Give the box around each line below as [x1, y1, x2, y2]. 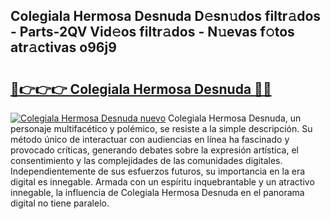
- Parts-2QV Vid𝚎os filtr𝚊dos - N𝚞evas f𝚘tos [10, 24, 295, 41]
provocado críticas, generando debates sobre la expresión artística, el [10, 144, 300, 156]
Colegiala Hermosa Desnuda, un [168, 112, 302, 124]
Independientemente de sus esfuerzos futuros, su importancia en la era [10, 165, 306, 177]
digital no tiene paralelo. [10, 197, 110, 209]
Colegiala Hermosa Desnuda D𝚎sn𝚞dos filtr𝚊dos [10, 8, 322, 25]
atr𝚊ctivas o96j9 [10, 39, 117, 56]
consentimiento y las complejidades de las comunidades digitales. [10, 155, 283, 166]
